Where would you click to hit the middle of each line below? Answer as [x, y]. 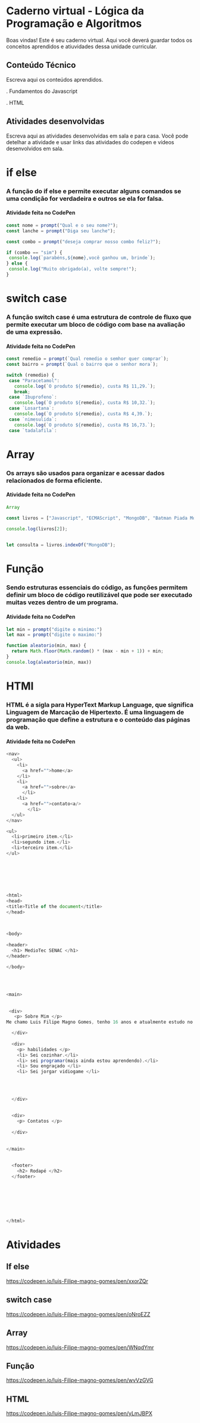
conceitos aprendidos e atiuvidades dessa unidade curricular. [82, 46]
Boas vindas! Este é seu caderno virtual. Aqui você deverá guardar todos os [99, 40]
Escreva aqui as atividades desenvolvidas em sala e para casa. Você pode [97, 136]
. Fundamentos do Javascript [42, 91]
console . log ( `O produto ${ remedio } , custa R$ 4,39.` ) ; [83, 414]
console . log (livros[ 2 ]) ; [37, 529]
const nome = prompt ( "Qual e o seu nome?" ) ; [62, 225]
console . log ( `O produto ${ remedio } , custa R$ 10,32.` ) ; [85, 403]
